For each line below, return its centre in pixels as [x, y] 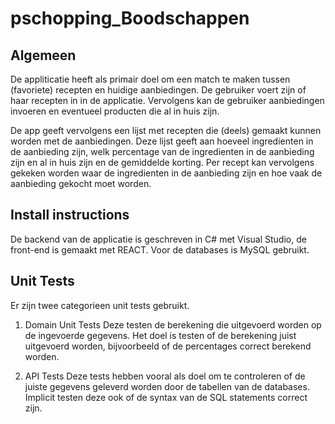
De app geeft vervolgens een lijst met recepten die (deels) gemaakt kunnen [166, 130]
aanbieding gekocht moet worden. [81, 183]
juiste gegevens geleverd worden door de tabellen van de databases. [167, 386]
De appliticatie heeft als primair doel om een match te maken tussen [150, 79]
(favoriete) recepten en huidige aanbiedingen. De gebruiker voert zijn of [158, 90]
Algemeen [43, 55]
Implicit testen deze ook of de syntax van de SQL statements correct [166, 397]
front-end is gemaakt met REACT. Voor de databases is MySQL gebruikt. [160, 249]
